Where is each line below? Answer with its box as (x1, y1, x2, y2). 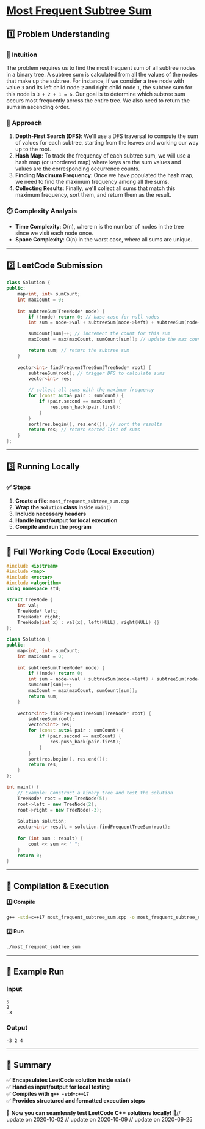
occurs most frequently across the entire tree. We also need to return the (6, 96, 190, 104)
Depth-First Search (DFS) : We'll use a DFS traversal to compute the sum (15, 132, 198, 140)
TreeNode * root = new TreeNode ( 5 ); (17, 795, 108, 802)
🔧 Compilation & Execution (6, 881, 109, 891)
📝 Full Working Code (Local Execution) (6, 547, 155, 557)
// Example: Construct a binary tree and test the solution (17, 789, 173, 796)
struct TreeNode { (6, 596, 53, 603)
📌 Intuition (6, 50, 38, 59)
